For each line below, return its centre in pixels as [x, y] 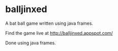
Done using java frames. [31, 43]
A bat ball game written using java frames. [49, 23]
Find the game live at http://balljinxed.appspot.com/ [59, 33]
